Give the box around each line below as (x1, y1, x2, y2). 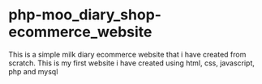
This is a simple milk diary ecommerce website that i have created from (8, 49, 247, 59)
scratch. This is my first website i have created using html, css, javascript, (8, 58, 256, 68)
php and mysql (8, 66, 58, 76)
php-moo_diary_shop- (8, 6, 162, 24)
